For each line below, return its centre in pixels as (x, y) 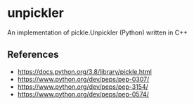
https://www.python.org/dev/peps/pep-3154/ (83, 87)
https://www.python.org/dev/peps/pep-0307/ (83, 79)
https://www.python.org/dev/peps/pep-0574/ (83, 94)
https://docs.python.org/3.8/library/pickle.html (85, 71)
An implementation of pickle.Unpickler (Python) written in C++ (97, 32)
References (33, 55)
